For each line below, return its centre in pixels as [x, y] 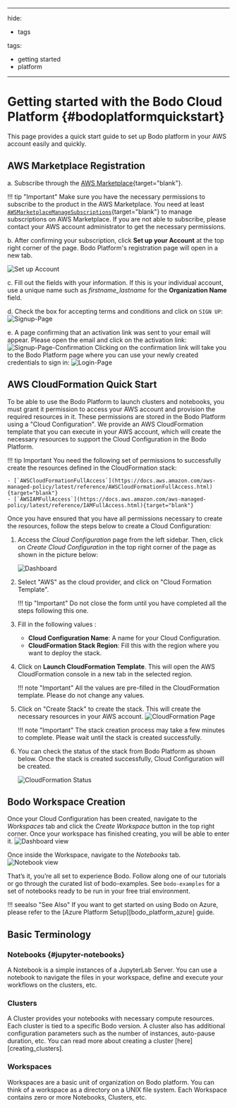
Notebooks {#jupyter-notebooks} [66, 954]
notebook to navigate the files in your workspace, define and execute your [115, 978]
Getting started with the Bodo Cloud [115, 102]
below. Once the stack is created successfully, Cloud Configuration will [121, 758]
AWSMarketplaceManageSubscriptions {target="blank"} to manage [100, 212]
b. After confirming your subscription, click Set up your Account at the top [116, 240]
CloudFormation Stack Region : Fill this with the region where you [123, 645]
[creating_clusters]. [35, 1049]
